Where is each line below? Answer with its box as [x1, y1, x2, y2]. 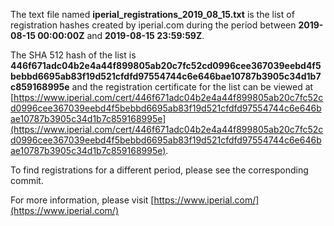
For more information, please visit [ [10, 194, 155, 206]
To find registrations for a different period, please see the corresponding [10, 164, 309, 176]
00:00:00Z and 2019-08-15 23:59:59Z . [37, 30, 205, 41]
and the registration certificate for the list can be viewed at [71, 81, 314, 93]
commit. [10, 175, 44, 186]
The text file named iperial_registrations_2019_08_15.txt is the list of [10, 9, 295, 20]
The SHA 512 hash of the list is [10, 49, 137, 61]
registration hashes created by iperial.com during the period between [10, 19, 297, 31]
